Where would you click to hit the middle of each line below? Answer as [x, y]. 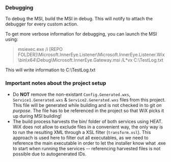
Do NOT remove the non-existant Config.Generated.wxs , [72, 94]
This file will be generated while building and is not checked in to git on [87, 105]
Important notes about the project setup [56, 83]
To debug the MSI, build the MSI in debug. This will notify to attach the [79, 19]
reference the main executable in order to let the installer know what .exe [89, 143]
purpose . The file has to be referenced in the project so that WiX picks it [88, 111]
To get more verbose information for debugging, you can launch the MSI [81, 34]
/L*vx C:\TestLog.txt [142, 60]
